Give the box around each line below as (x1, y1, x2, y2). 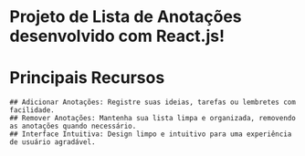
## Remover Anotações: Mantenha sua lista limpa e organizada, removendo (9, 114, 297, 123)
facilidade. (9, 106, 55, 115)
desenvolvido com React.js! (9, 26, 226, 47)
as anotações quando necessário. (9, 121, 137, 131)
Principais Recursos (9, 68, 165, 88)
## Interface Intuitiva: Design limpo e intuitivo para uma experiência (9, 130, 292, 139)
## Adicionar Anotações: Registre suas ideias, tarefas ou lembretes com (9, 98, 297, 107)
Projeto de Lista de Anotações (9, 6, 242, 27)
